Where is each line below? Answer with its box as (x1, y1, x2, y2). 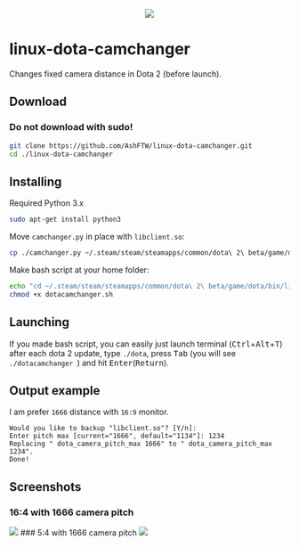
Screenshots (9, 479, 82, 494)
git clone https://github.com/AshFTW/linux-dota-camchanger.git (9, 141, 253, 151)
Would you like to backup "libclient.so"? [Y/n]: (9, 424, 198, 433)
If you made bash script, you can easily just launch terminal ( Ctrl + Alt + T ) (9, 339, 283, 349)
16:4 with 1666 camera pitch (9, 506, 134, 518)
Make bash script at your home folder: (9, 264, 149, 275)
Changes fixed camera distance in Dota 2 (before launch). (9, 68, 222, 79)
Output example (9, 383, 101, 398)
